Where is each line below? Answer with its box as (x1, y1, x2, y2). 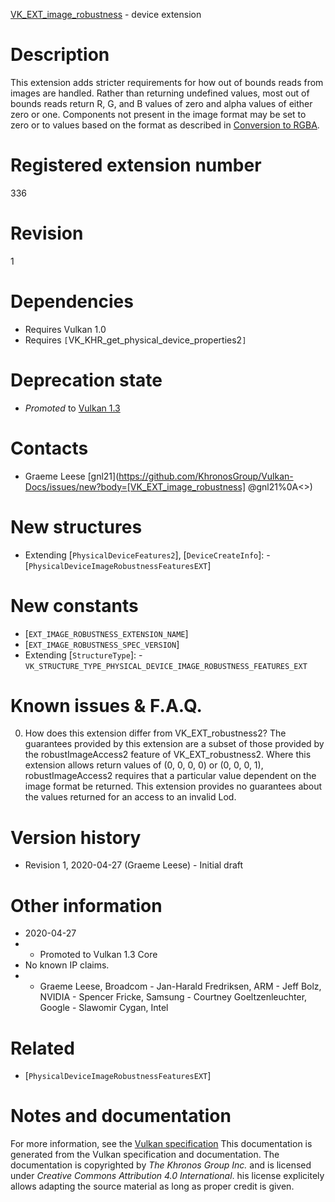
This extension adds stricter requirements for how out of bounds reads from (10, 76, 324, 88)
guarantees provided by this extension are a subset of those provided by (24, 738, 325, 750)
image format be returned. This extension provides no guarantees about (24, 780, 323, 793)
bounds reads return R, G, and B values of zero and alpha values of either (10, 97, 313, 109)
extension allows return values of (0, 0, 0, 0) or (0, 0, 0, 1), (24, 759, 264, 771)
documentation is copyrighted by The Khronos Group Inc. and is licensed (10, 1159, 312, 1171)
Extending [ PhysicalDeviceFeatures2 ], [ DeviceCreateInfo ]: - (24, 549, 271, 561)
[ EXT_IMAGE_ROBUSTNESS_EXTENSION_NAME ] (24, 627, 189, 639)
